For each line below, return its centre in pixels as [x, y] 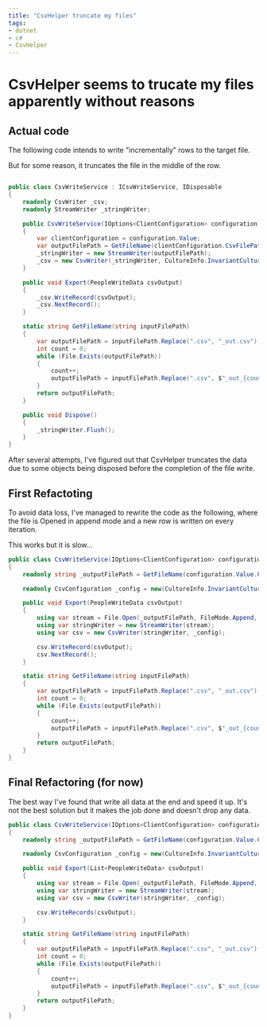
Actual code [39, 131]
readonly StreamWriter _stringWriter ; [87, 209]
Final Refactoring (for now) [76, 783]
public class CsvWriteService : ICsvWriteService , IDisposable [115, 187]
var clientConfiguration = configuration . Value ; [119, 239]
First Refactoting [50, 494]
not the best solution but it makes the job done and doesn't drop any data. [130, 810]
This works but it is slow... [50, 545]
